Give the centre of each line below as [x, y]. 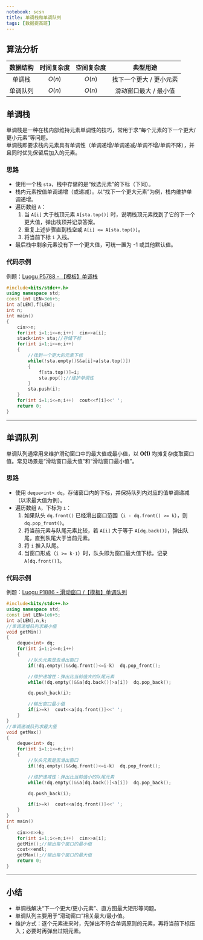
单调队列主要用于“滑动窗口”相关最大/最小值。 [71, 916]
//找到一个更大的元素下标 [56, 356]
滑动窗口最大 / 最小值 [145, 91]
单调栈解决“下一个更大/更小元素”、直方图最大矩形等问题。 [87, 908]
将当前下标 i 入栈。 [48, 237]
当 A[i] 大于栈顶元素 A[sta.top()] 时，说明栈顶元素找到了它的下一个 [109, 214]
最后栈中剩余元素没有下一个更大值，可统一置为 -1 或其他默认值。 [95, 245]
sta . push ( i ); [44, 389]
